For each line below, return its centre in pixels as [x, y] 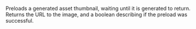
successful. [20, 21]
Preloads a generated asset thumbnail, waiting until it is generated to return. [98, 8]
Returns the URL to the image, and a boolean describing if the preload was [97, 14]
